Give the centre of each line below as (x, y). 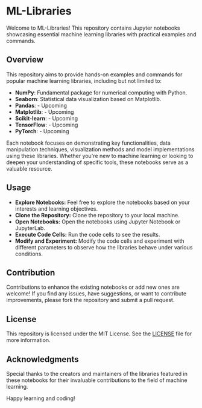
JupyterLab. (30, 228)
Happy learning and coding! (41, 398)
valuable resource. (29, 168)
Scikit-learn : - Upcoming (46, 118)
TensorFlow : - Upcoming (46, 125)
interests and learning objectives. (56, 209)
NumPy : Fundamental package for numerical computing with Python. (101, 93)
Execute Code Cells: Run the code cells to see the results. (87, 234)
